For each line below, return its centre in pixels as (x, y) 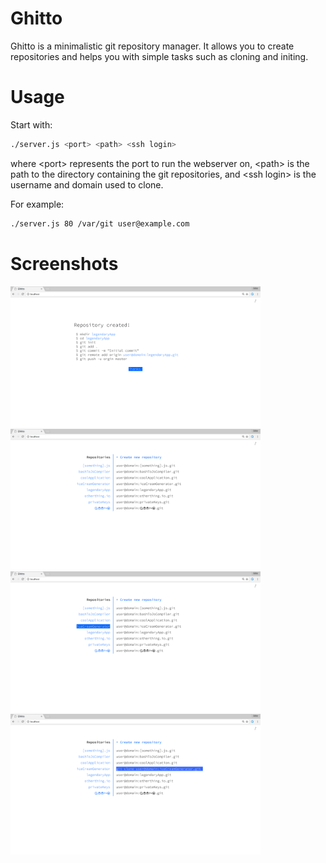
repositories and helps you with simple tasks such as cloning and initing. (159, 56)
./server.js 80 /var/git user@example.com (100, 223)
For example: (37, 204)
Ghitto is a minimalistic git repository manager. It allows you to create (152, 46)
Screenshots (64, 263)
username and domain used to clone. (87, 184)
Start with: (31, 124)
